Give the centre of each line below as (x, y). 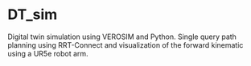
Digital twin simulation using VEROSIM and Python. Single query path (122, 37)
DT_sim (33, 15)
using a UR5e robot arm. (48, 53)
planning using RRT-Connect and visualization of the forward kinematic (125, 45)
